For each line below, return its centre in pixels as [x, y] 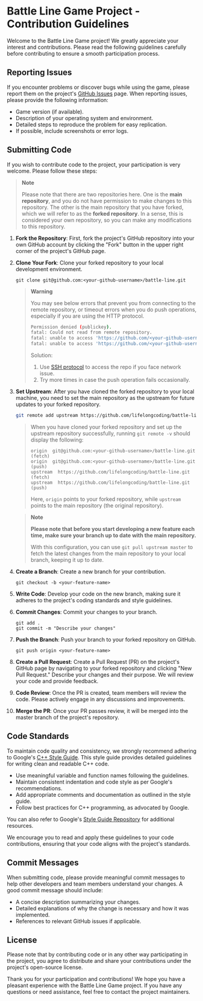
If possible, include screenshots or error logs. [72, 130]
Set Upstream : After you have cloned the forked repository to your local [105, 391]
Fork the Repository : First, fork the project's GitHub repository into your [105, 238]
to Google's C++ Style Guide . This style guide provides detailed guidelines [99, 757]
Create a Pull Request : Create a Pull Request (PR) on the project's [98, 661]
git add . [28, 623]
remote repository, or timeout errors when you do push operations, [114, 309]
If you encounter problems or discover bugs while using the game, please [98, 87]
